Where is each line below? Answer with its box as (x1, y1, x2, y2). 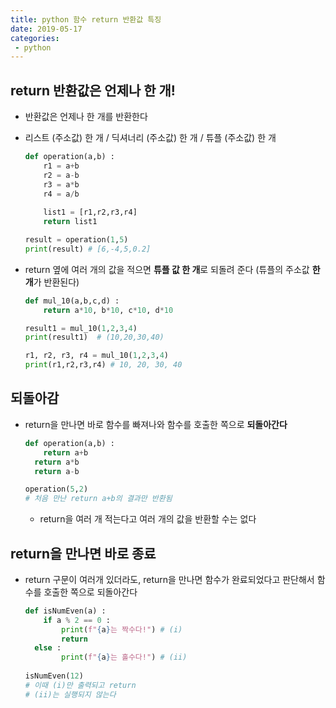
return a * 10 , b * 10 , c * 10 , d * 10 (43, 305, 174, 315)
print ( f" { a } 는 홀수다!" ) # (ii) (61, 652, 188, 663)
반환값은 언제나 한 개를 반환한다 (24, 111, 148, 123)
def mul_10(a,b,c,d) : (24, 296, 120, 306)
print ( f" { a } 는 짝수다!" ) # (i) (61, 624, 183, 635)
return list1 (43, 217, 98, 227)
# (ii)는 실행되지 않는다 (24, 689, 117, 700)
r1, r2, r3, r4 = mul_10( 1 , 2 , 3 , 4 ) (24, 351, 170, 361)
